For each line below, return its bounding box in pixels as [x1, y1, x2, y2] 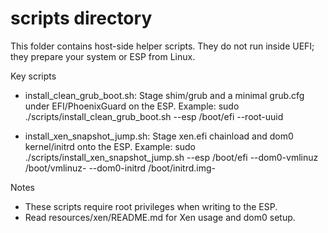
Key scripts [10, 70, 57, 82]
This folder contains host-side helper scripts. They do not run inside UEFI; [10, 40, 315, 52]
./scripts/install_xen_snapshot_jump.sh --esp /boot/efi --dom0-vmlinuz [24, 151, 319, 163]
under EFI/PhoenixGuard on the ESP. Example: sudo [24, 100, 240, 112]
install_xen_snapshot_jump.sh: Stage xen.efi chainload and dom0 [24, 130, 294, 142]
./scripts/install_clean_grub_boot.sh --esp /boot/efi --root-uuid [24, 110, 284, 122]
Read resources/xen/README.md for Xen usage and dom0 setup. [24, 211, 296, 223]
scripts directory [10, 7, 153, 30]
